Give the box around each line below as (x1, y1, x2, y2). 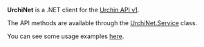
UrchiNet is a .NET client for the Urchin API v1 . (7, 6, 140, 14)
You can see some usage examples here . (7, 32, 124, 40)
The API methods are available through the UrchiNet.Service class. (7, 19, 198, 27)
